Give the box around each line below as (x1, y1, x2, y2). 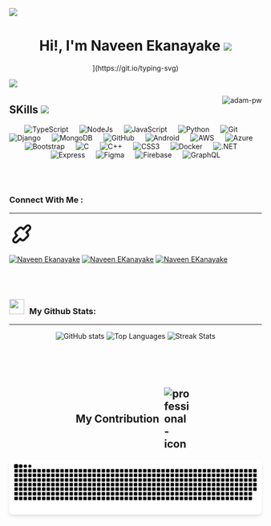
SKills (9, 103, 38, 116)
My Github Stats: (29, 305, 97, 316)
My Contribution (75, 412, 160, 426)
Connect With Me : (9, 194, 83, 205)
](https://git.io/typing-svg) (92, 63, 179, 72)
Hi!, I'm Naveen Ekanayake (39, 37, 221, 55)
